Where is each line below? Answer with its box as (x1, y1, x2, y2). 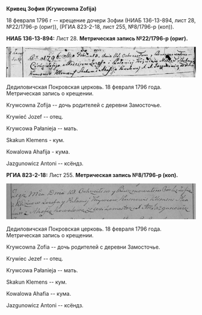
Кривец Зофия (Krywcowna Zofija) (6, 5, 97, 12)
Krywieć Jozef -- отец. (6, 113, 63, 120)
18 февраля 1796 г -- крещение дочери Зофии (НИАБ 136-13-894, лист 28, (6, 17, 196, 23)
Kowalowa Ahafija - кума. (6, 148, 70, 155)
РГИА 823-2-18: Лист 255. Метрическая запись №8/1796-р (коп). (6, 171, 179, 178)
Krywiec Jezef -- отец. (6, 255, 63, 262)
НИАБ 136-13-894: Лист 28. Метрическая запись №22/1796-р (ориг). (6, 35, 188, 42)
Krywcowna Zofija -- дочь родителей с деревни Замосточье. (6, 101, 162, 108)
